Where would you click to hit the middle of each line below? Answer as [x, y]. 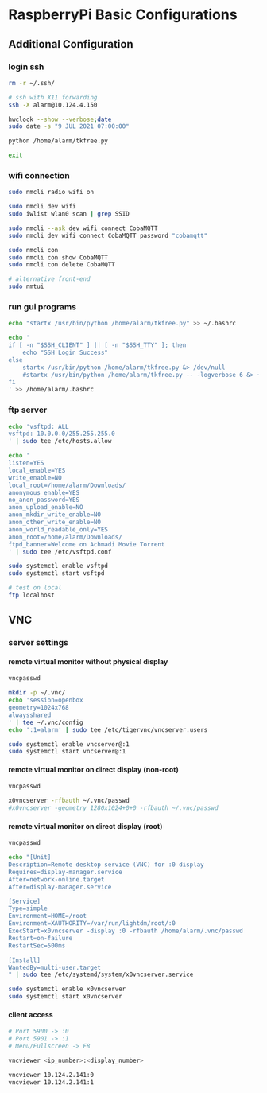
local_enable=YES [37, 470]
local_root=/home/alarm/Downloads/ [67, 485]
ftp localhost [32, 595]
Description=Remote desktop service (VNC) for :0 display [106, 865]
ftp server [28, 410]
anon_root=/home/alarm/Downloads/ [66, 537]
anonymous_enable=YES [44, 492]
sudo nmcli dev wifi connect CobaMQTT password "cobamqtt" [108, 235]
